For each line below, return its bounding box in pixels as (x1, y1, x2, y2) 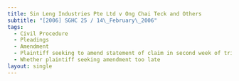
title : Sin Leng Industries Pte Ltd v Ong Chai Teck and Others (7, 10, 202, 18)
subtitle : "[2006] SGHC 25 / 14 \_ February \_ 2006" (7, 17, 158, 24)
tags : (7, 23, 23, 30)
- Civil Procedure (14, 30, 69, 37)
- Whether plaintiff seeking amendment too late (14, 56, 161, 63)
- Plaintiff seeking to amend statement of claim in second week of (14, 50, 221, 57)
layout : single (7, 63, 53, 70)
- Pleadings (14, 37, 50, 44)
